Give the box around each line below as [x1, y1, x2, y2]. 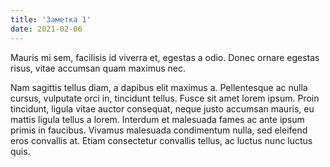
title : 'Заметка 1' [10, 14, 92, 25]
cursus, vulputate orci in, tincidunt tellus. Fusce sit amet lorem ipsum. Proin [10, 92, 320, 104]
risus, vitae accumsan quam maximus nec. [10, 62, 186, 74]
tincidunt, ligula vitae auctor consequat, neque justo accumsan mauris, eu [10, 102, 315, 115]
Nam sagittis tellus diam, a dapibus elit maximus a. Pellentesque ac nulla [10, 81, 308, 93]
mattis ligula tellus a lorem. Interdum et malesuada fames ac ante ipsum [10, 113, 305, 125]
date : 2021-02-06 [10, 24, 83, 34]
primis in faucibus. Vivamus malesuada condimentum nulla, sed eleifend [10, 124, 308, 136]
